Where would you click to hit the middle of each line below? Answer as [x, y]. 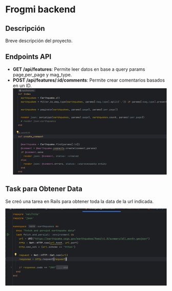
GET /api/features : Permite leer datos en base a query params [79, 69]
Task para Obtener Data [44, 189]
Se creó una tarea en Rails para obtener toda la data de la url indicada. [80, 201]
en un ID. [22, 85]
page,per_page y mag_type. [42, 74]
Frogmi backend [40, 9]
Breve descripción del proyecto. [39, 41]
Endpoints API [28, 57]
